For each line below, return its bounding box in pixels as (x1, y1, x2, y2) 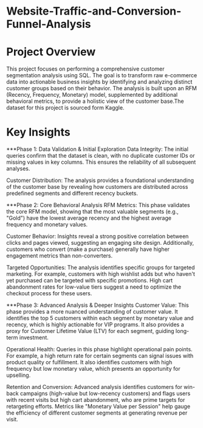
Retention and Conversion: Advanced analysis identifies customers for (6, 384, 182, 391)
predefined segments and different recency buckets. (6, 190, 139, 197)
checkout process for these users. (6, 290, 92, 297)
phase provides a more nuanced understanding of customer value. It (6, 308, 178, 315)
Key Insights (6, 125, 71, 139)
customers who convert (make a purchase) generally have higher (6, 245, 170, 253)
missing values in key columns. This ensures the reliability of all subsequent (6, 158, 196, 166)
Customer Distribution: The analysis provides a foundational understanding (6, 177, 194, 184)
